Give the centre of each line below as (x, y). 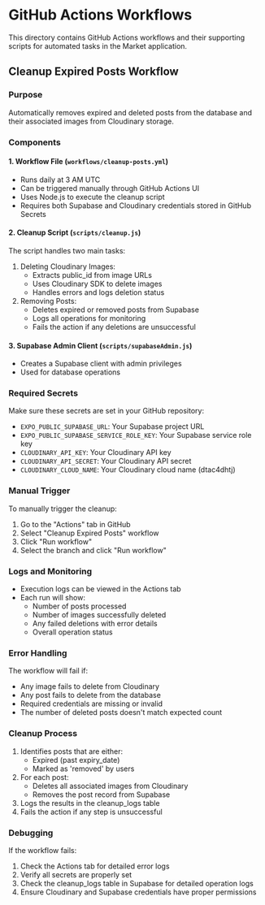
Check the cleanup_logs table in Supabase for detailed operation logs (137, 883)
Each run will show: (52, 598)
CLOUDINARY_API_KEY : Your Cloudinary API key (96, 452)
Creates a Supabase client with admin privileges (101, 364)
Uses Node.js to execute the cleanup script (92, 197)
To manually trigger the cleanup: (63, 509)
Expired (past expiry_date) (76, 760)
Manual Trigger (39, 491)
